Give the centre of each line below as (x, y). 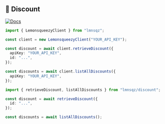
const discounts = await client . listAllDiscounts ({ (60, 71)
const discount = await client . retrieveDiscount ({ (59, 48)
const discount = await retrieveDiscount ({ (52, 99)
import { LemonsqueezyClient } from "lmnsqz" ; (55, 30)
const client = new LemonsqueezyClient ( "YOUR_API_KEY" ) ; (66, 39)
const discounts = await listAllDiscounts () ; (54, 117)
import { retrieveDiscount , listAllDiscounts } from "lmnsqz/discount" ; (83, 90)
